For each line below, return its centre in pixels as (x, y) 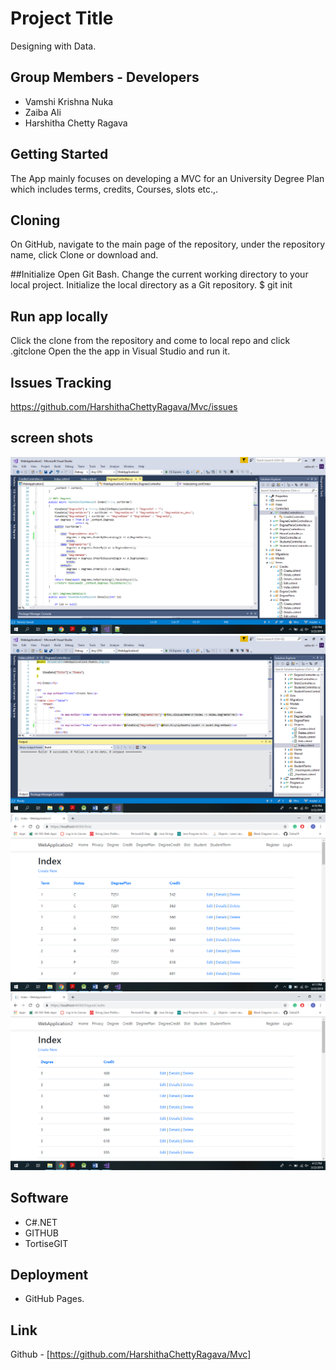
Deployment (49, 1275)
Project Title (62, 18)
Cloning (35, 220)
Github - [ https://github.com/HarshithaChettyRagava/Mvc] (131, 1354)
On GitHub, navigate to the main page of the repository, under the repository (168, 244)
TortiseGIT (46, 1243)
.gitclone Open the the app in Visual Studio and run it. (120, 351)
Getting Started (59, 154)
